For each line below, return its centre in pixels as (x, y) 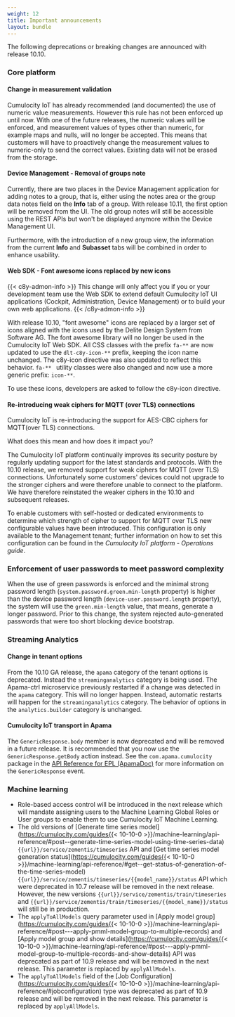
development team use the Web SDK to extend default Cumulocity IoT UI (112, 294)
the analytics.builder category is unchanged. (75, 709)
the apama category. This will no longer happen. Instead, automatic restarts (115, 694)
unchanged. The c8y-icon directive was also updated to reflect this (104, 360)
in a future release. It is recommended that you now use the (94, 749)
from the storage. (32, 157)
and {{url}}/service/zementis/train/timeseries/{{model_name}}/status (123, 902)
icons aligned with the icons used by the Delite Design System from (105, 330)
